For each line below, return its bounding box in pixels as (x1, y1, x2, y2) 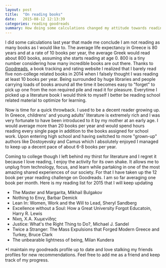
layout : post (5, 7, 32, 12)
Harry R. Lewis (12, 210, 42, 216)
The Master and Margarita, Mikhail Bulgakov (12, 190, 103, 196)
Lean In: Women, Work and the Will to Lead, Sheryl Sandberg (12, 200, 137, 206)
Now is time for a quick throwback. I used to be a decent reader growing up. (5, 107, 161, 113)
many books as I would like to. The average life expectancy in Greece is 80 (5, 45, 158, 51)
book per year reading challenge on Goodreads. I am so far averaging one (5, 175, 156, 181)
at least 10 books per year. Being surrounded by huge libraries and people (5, 76, 156, 82)
